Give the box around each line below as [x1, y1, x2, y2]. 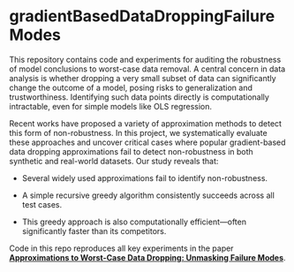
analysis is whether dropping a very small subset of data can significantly [9, 72, 276, 83]
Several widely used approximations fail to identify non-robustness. [21, 172, 268, 183]
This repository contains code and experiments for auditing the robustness [9, 54, 282, 64]
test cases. [21, 199, 63, 209]
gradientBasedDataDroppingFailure [9, 6, 275, 26]
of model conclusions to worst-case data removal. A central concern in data [9, 64, 286, 74]
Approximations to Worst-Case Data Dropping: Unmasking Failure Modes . [9, 252, 286, 262]
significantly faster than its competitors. [21, 225, 167, 236]
